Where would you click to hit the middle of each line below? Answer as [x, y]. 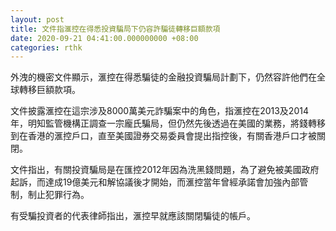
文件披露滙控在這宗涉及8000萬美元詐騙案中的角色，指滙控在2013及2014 [159, 111]
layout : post [37, 19]
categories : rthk [46, 47]
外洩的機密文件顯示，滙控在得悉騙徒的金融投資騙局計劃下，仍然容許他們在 [163, 77]
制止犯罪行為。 [58, 195]
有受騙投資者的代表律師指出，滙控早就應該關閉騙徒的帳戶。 [133, 216]
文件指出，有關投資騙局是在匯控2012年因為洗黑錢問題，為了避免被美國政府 [165, 170]
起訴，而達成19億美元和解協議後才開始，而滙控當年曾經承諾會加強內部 [155, 182]
